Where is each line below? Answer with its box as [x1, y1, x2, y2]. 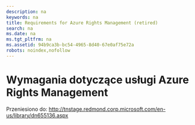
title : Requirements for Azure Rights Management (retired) [6, 20, 159, 26]
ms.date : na [6, 31, 36, 37]
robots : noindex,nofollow [6, 48, 70, 54]
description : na [6, 8, 46, 15]
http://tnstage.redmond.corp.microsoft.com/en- [48, 105, 166, 112]
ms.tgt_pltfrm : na [6, 36, 52, 42]
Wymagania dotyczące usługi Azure [6, 73, 189, 86]
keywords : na [6, 14, 39, 20]
